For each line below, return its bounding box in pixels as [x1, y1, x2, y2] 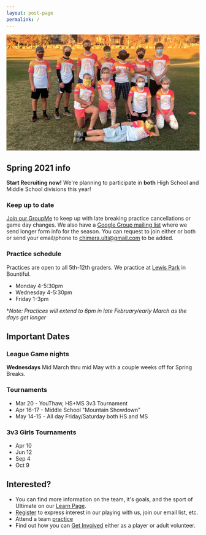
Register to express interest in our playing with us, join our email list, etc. [15, 509, 199, 516]
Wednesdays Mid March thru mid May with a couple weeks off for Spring [6, 364, 193, 371]
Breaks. [6, 370, 26, 378]
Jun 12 [15, 448, 32, 456]
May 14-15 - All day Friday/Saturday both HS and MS [15, 412, 148, 420]
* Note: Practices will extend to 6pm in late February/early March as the [6, 307, 187, 314]
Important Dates [6, 331, 70, 342]
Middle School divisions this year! [6, 185, 91, 193]
